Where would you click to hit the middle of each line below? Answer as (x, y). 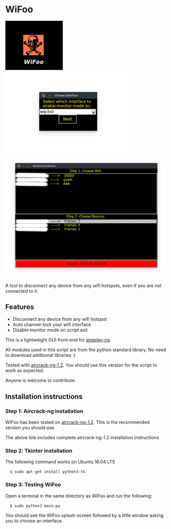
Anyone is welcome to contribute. (41, 380)
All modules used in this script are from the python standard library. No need (86, 350)
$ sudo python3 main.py (35, 506)
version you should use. (30, 428)
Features (20, 307)
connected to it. (22, 291)
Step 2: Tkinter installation (39, 451)
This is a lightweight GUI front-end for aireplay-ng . (58, 340)
